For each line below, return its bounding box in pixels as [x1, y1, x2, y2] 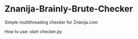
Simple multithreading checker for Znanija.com [4, 19, 98, 25]
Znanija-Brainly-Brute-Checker [4, 3, 133, 14]
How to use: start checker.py [4, 28, 62, 34]
